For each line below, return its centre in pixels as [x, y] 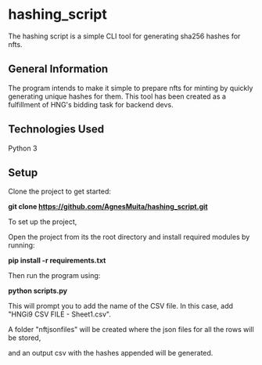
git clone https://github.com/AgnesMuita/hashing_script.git [108, 207]
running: [22, 245]
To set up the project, [43, 222]
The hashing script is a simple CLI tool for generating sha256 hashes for [124, 36]
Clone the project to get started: [60, 192]
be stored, [25, 338]
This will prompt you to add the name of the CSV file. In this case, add [120, 306]
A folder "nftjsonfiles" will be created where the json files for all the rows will [131, 330]
